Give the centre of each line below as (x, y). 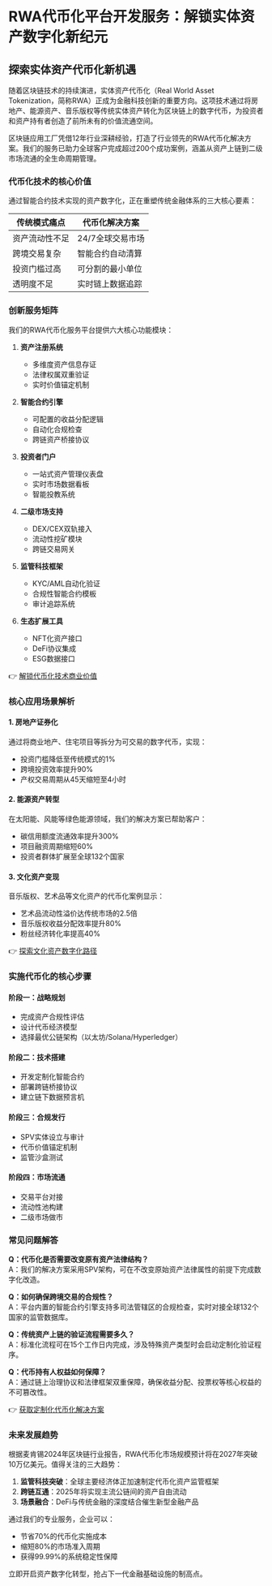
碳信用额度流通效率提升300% (69, 836)
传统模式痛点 (41, 222)
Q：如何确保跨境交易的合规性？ (61, 1297)
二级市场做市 (41, 1217)
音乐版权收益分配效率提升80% (71, 924)
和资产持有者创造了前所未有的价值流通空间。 (83, 121)
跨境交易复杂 (37, 254)
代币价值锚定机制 (49, 1147)
